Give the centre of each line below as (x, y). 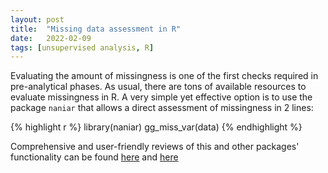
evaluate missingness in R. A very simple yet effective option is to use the (161, 97)
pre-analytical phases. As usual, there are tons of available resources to (158, 87)
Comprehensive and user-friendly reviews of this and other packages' (155, 147)
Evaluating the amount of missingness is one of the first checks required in (164, 76)
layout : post (37, 19)
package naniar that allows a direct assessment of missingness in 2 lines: (162, 108)
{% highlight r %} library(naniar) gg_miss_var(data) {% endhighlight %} (156, 127)
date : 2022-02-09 (51, 38)
